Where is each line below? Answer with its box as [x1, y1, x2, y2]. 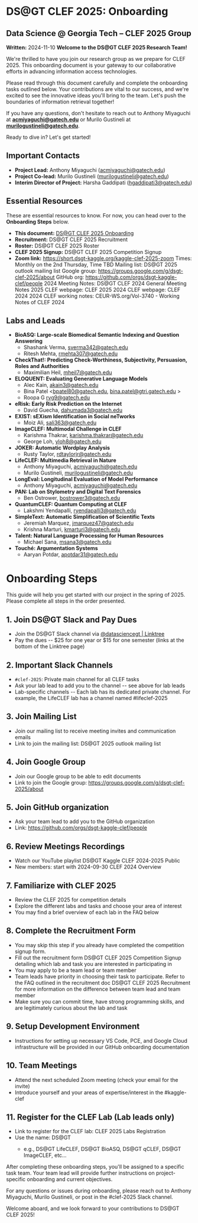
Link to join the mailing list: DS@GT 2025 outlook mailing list [14, 740, 161, 747]
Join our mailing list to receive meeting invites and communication [14, 727, 176, 734]
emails [14, 733, 31, 740]
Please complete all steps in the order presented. [6, 597, 126, 604]
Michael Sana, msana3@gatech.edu [23, 538, 112, 545]
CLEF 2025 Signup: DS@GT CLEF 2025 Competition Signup [14, 248, 162, 255]
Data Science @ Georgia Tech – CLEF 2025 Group [6, 28, 192, 38]
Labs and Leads [6, 315, 66, 326]
